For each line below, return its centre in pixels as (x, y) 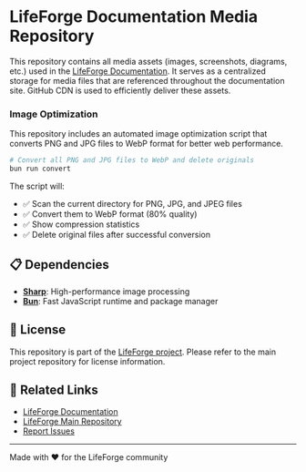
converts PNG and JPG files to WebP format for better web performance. (147, 144)
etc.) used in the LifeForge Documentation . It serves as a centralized (138, 71)
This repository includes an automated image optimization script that (138, 134)
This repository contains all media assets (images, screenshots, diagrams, (148, 61)
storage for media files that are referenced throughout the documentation (147, 80)
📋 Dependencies (59, 265)
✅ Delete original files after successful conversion (117, 234)
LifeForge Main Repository (72, 422)
